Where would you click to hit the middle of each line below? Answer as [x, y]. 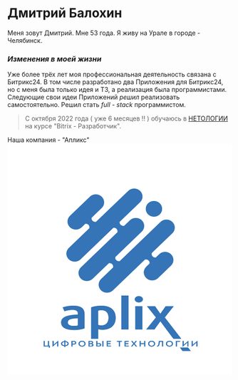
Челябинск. [25, 40]
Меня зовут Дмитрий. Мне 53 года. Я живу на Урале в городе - [104, 33]
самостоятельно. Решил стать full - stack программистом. [97, 105]
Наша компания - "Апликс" [48, 140]
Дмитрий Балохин [65, 13]
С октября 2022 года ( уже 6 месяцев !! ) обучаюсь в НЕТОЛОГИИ [126, 118]
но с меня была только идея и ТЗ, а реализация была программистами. [117, 90]
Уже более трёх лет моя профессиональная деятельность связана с [112, 75]
